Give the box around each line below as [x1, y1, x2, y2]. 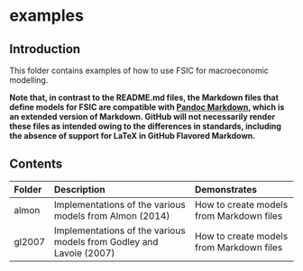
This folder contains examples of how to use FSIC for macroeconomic [9, 65, 269, 76]
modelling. [9, 75, 49, 86]
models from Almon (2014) [53, 209, 170, 221]
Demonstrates [194, 183, 258, 195]
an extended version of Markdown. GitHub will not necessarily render [9, 112, 276, 122]
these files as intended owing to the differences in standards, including [9, 121, 282, 131]
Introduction [9, 41, 81, 57]
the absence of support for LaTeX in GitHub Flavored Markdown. [9, 131, 256, 140]
